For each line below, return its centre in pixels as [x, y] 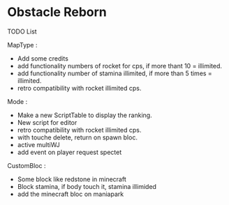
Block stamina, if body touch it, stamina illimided [87, 186]
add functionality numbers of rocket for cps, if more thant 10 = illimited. [119, 66]
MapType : [22, 45]
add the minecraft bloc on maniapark [71, 194]
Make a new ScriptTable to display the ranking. [84, 115]
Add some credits [43, 58]
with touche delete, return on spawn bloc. [77, 137]
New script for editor [47, 122]
